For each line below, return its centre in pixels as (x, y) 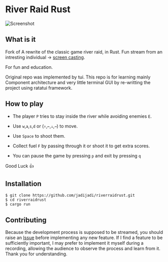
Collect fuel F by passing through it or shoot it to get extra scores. (81, 146)
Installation (23, 184)
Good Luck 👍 (20, 166)
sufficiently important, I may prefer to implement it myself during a (74, 243)
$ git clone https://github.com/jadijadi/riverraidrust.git (70, 195)
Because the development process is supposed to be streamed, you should (84, 232)
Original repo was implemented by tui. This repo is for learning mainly (78, 77)
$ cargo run (18, 204)
